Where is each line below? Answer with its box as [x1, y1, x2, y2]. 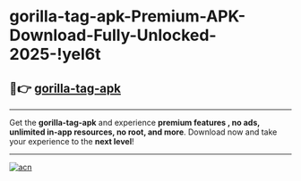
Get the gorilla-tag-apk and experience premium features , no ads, [9, 118, 260, 128]
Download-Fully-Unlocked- [9, 25, 217, 45]
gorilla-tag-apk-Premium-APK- [9, 6, 246, 27]
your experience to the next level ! [9, 136, 134, 146]
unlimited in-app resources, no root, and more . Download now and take [9, 127, 278, 137]
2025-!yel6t [9, 45, 101, 64]
